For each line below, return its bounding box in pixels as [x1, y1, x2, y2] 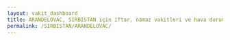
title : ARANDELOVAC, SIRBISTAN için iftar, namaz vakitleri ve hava [7, 16, 207, 23]
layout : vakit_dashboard [7, 9, 78, 17]
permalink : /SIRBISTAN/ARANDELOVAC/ [7, 22, 112, 29]
